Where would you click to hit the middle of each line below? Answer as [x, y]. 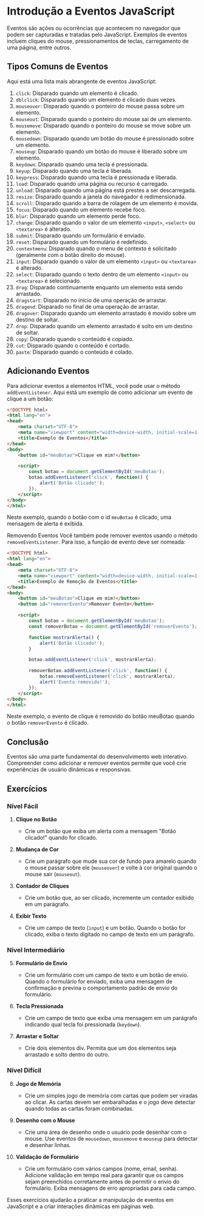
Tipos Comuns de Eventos [58, 67]
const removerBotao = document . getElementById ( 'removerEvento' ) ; [113, 626]
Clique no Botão [36, 819]
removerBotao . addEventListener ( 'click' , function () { [98, 671]
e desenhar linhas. [48, 1145]
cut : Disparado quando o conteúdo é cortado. [73, 345]
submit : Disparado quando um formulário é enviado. [80, 235]
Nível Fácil [22, 806]
